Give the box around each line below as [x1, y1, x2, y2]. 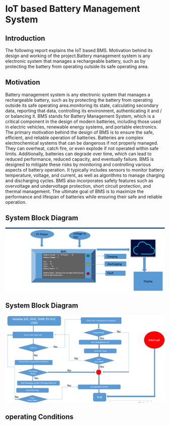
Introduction [5, 34, 46, 42]
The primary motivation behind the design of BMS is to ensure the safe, [5, 129, 154, 135]
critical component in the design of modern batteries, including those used [5, 118, 161, 124]
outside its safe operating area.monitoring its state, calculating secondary [5, 102, 159, 108]
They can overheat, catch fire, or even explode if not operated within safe [5, 145, 159, 151]
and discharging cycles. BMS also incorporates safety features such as [5, 178, 153, 184]
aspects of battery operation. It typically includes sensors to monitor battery [5, 166, 164, 173]
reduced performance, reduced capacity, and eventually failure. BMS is [5, 156, 154, 162]
